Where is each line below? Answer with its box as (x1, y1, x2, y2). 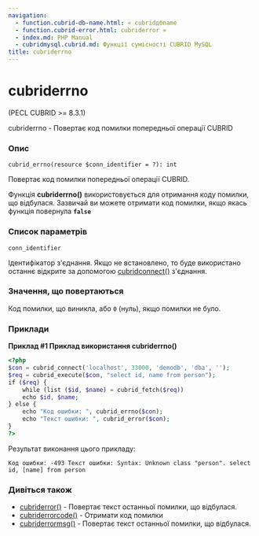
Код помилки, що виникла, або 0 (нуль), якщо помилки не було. (8, 304, 221, 313)
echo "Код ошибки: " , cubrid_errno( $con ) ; (22, 408, 163, 416)
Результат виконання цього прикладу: (8, 444, 136, 453)
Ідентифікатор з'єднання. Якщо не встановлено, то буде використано (8, 257, 241, 268)
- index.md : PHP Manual (15, 33, 93, 42)
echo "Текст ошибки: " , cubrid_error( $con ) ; (22, 415, 170, 423)
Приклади (8, 323, 49, 335)
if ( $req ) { (8, 379, 47, 386)
